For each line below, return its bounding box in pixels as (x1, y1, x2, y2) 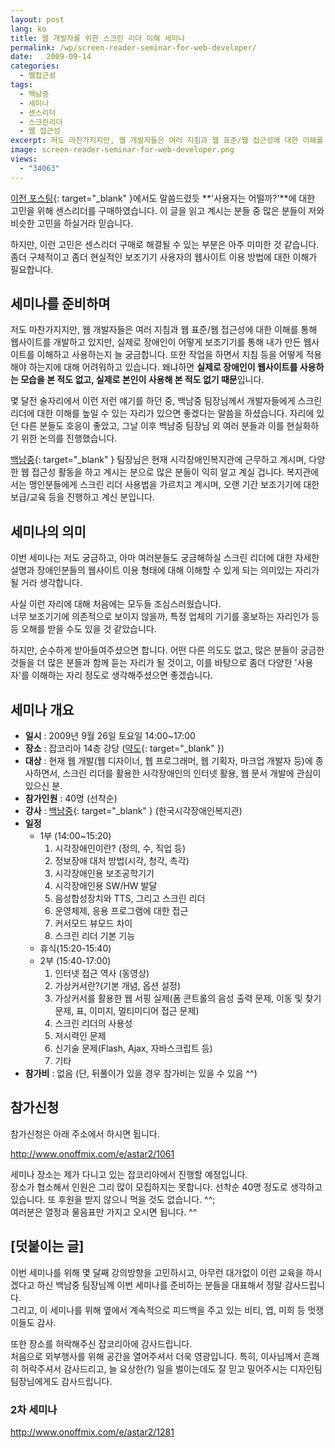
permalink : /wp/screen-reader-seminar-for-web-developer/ (10, 42, 257, 53)
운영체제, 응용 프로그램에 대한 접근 (54, 905, 189, 917)
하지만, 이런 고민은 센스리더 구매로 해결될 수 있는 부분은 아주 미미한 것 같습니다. (10, 238, 320, 250)
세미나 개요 (10, 701, 75, 718)
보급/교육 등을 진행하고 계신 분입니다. (10, 491, 155, 503)
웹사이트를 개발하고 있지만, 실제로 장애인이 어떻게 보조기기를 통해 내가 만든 (10, 336, 302, 348)
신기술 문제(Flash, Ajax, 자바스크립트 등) (54, 1042, 213, 1055)
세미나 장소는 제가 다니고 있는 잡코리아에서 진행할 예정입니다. (10, 1168, 248, 1180)
